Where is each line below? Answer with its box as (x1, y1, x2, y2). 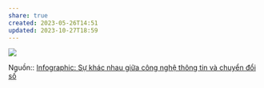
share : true (8, 11, 48, 20)
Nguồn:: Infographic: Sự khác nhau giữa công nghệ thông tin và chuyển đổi (8, 63, 256, 72)
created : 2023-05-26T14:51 (8, 19, 98, 27)
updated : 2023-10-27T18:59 (8, 26, 98, 34)
